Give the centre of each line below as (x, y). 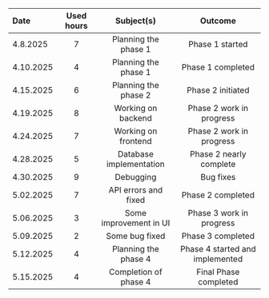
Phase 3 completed (218, 236)
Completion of (136, 272)
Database (136, 154)
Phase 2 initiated (218, 90)
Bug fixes (218, 177)
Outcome (218, 21)
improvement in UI (136, 223)
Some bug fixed (136, 236)
